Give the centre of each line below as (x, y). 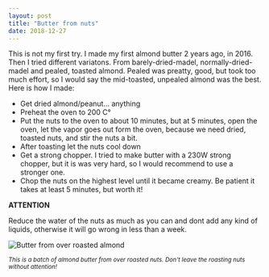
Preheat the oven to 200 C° (65, 112)
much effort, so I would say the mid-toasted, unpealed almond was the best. (135, 80)
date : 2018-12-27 (37, 31)
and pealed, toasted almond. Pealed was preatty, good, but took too (143, 71)
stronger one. (43, 172)
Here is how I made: (41, 88)
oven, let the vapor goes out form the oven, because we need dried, (133, 129)
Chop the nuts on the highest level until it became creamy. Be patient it (137, 181)
